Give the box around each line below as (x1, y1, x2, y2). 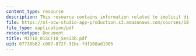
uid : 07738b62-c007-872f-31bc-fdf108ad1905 (6, 41, 114, 47)
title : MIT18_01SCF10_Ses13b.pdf (6, 36, 87, 41)
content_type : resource (6, 8, 64, 15)
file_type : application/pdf (6, 24, 75, 31)
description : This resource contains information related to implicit (6, 14, 181, 20)
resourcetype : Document (6, 30, 64, 36)
